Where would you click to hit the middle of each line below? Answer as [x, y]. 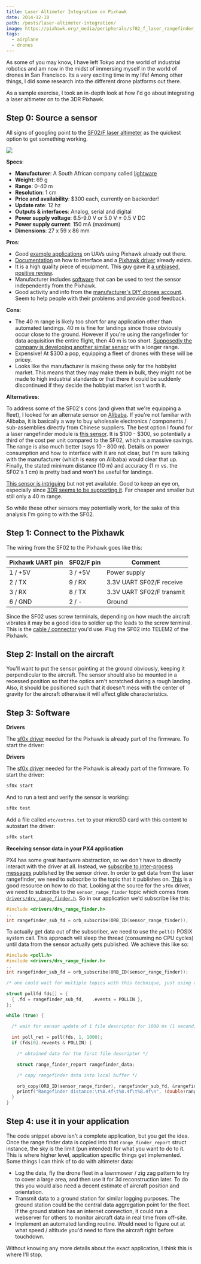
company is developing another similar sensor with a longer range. [97, 347]
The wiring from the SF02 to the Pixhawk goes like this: [74, 547]
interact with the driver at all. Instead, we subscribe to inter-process [90, 866]
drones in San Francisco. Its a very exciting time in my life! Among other [95, 75]
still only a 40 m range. [34, 496]
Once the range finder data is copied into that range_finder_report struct [96, 1142]
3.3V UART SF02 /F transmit [146, 592]
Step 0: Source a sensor [52, 118]
